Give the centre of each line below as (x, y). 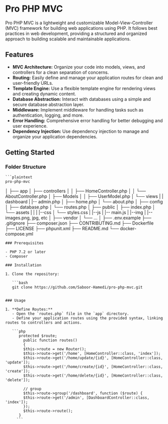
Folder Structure (26, 167)
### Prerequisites (24, 243)
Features (19, 55)
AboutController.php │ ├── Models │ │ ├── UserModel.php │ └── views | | (84, 196)
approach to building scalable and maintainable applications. (68, 39)
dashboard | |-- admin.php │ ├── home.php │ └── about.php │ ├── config (84, 202)
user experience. (30, 126)
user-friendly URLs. (33, 83)
